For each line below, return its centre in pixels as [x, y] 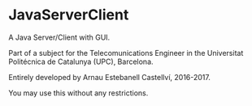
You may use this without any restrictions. [78, 93]
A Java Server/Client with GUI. [59, 37]
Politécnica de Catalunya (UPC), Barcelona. [81, 61]
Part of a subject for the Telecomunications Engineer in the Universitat [126, 53]
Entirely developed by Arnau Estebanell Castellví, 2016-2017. [110, 77]
